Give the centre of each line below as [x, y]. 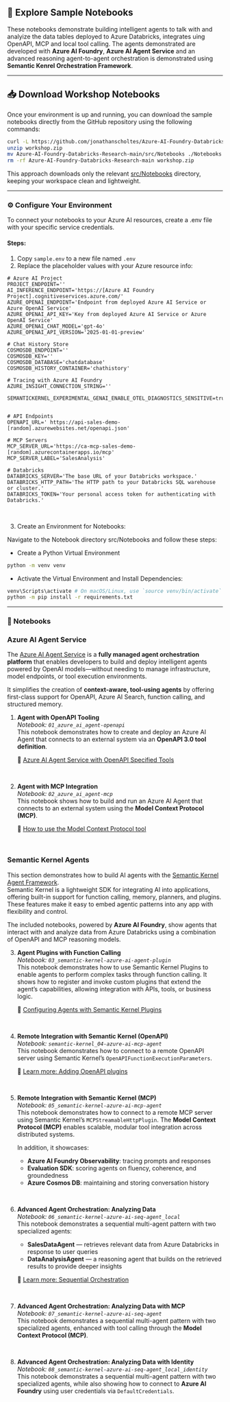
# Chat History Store [38, 344]
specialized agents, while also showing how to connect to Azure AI [112, 1383]
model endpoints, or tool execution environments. [77, 677]
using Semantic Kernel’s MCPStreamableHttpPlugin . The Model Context [116, 1120]
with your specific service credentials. [61, 228]
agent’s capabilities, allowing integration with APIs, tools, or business [114, 989]
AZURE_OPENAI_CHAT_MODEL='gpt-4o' [56, 326]
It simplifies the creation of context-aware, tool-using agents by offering [111, 690]
